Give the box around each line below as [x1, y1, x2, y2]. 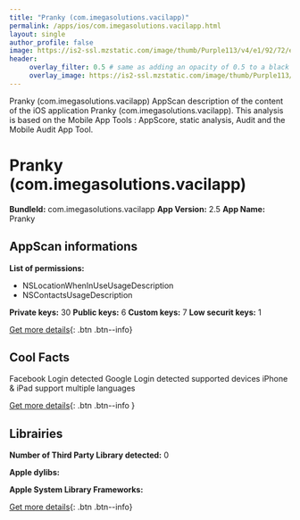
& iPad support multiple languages [9, 383, 136, 393]
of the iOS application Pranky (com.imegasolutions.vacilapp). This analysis [9, 104, 284, 116]
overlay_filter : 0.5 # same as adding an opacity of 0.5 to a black [29, 63, 290, 72]
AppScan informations [9, 239, 138, 254]
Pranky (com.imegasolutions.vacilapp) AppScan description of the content [9, 95, 284, 106]
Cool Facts [9, 350, 70, 365]
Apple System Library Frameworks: [9, 484, 144, 495]
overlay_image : [29, 71, 87, 80]
